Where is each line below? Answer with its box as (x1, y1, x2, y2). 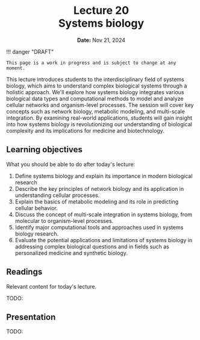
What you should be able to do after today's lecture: (6, 161, 136, 168)
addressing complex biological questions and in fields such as (14, 243, 170, 250)
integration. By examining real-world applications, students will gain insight (6, 114, 193, 121)
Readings (6, 267, 43, 277)
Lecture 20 (73, 4, 130, 18)
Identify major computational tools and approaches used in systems (14, 223, 184, 231)
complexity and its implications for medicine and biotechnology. (6, 127, 164, 134)
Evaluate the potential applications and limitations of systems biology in (14, 236, 193, 243)
